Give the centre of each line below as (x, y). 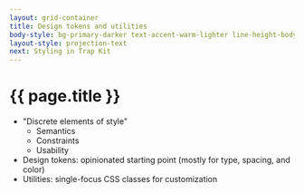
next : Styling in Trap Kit (60, 52)
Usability (52, 150)
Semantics (56, 131)
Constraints (57, 140)
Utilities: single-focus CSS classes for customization (120, 179)
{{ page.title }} (65, 96)
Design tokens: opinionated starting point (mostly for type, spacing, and (157, 160)
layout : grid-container (54, 18)
